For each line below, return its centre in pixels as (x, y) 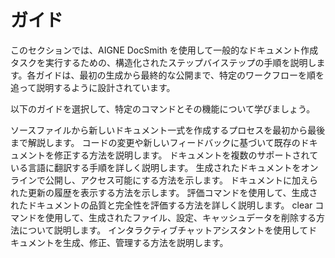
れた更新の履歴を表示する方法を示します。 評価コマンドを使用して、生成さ (164, 192)
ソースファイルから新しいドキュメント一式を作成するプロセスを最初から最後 (168, 130)
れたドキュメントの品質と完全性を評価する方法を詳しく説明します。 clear (161, 205)
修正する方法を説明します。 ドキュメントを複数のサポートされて (186, 155)
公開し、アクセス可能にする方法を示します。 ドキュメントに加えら (181, 180)
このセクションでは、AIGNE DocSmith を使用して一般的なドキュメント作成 (164, 50)
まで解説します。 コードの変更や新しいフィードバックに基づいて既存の (155, 142)
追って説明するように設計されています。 (93, 87)
